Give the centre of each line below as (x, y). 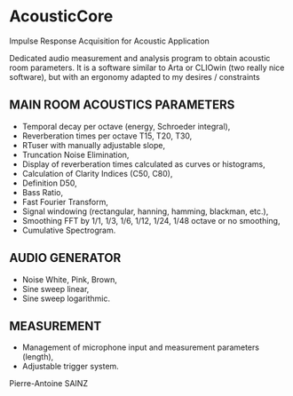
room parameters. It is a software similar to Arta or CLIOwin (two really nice (147, 67)
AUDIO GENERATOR (65, 258)
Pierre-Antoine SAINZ (49, 384)
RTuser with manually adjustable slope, (94, 145)
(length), (38, 357)
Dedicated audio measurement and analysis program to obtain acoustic (140, 58)
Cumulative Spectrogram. (69, 230)
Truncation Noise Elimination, (75, 154)
